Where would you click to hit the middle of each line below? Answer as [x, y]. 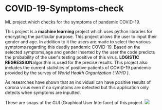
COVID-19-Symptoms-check [64, 9]
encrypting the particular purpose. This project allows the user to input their [81, 37]
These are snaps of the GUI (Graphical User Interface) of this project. [74, 102]
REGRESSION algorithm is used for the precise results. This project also [76, 62]
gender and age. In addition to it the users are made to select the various [78, 41]
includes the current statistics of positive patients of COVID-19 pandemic [78, 67]
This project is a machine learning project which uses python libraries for [79, 31]
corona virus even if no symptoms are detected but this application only [77, 87]
